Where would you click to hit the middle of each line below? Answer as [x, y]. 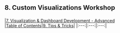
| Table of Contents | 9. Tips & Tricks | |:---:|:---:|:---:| [56, 26]
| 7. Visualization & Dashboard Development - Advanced [60, 21]
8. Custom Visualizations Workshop [60, 8]
